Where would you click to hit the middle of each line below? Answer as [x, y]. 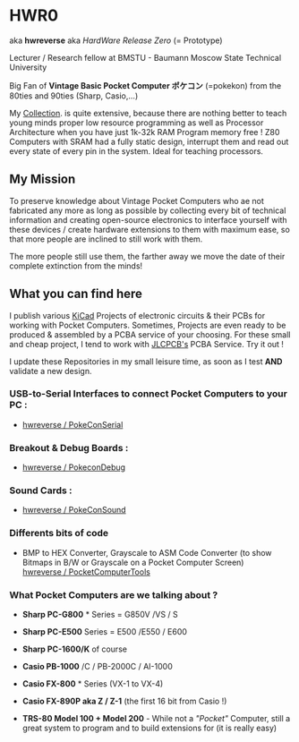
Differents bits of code [59, 533]
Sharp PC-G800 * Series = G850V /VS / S [100, 615]
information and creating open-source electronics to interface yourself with [149, 219]
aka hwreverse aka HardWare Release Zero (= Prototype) [116, 40]
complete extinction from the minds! [76, 266]
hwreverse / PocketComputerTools [86, 571]
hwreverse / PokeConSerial [73, 424]
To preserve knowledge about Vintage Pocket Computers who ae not [137, 200]
